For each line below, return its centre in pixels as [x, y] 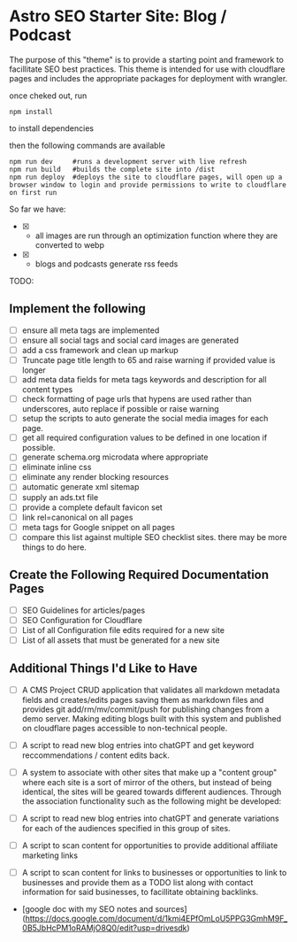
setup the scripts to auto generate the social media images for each [145, 419]
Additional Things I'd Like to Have [103, 669]
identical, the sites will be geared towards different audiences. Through [152, 791]
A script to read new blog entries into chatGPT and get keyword [138, 745]
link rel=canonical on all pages [77, 517]
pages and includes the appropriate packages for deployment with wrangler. [148, 78]
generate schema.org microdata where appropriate [115, 457]
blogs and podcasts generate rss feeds [107, 264]
